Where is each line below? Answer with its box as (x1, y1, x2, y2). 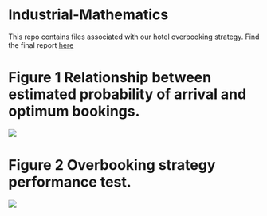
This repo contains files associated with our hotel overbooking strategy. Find (8, 32, 260, 41)
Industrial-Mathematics (8, 6, 169, 24)
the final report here (8, 40, 74, 49)
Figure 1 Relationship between (8, 69, 212, 87)
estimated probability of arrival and (8, 85, 247, 104)
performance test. (8, 173, 132, 191)
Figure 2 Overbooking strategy (8, 156, 216, 175)
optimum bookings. (8, 102, 140, 120)
